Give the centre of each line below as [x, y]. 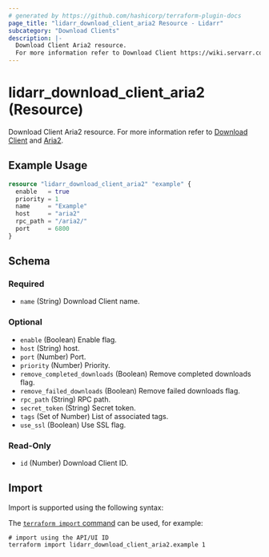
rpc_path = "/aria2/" [52, 221]
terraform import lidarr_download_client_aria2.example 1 [107, 545]
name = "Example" [52, 206]
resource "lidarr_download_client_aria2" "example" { [100, 184]
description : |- [35, 38]
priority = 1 [37, 199]
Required [26, 284]
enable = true [42, 192]
